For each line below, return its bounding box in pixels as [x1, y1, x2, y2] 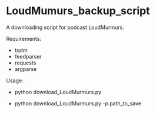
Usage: [6, 77, 24, 84]
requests [14, 59, 36, 66]
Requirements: [6, 35, 41, 42]
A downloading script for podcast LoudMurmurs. [6, 24, 125, 31]
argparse [14, 65, 37, 72]
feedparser [14, 53, 42, 60]
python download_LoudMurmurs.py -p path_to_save [14, 99, 141, 107]
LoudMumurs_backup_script [6, 4, 150, 18]
